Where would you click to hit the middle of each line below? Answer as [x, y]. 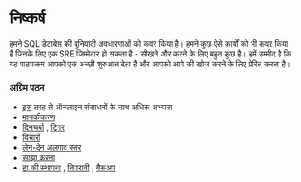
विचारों [31, 137]
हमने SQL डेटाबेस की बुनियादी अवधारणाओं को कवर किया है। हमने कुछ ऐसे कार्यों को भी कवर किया [149, 43]
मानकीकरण [39, 117]
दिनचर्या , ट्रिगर [43, 127]
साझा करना [39, 158]
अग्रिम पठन [27, 87]
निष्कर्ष [27, 18]
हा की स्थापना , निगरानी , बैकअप [69, 168]
